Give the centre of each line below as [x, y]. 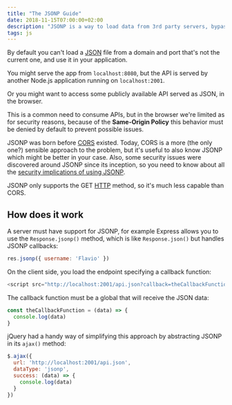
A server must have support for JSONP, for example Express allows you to [113, 232]
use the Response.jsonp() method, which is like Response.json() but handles [116, 238]
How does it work [46, 215]
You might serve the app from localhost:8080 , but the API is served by [108, 73]
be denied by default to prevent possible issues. [75, 129]
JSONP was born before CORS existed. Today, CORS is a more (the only [110, 143]
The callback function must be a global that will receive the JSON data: [108, 297]
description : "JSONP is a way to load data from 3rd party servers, [108, 26]
